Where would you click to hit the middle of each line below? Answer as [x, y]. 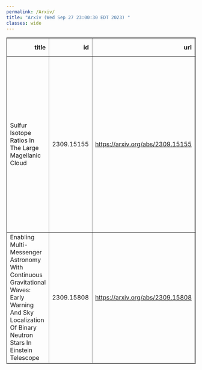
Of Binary [23, 328]
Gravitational [28, 283]
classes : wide [24, 23]
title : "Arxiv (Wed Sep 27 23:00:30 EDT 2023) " [68, 17]
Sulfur [19, 125]
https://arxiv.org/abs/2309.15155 [144, 144]
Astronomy [25, 260]
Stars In [21, 343]
